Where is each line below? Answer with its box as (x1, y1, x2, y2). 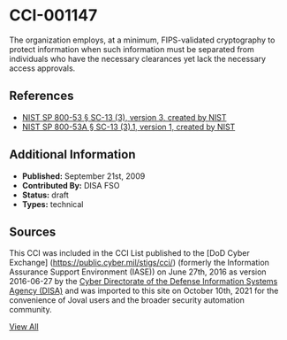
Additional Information (9, 147, 136, 162)
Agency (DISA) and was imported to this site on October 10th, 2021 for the (9, 285, 279, 297)
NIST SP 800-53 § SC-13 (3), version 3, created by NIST (21, 112, 227, 122)
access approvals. (9, 63, 76, 73)
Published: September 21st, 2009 (21, 170, 146, 182)
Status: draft (21, 189, 69, 200)
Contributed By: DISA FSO (21, 180, 120, 190)
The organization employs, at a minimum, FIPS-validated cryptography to (9, 35, 276, 45)
